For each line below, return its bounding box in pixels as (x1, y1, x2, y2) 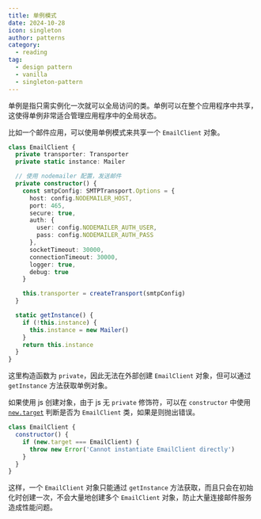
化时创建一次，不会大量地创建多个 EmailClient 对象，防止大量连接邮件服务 (8, 493, 252, 502)
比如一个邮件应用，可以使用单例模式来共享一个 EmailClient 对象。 (8, 128, 225, 137)
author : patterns (8, 33, 66, 42)
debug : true (28, 268, 69, 276)
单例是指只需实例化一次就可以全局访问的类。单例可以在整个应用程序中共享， (8, 101, 258, 110)
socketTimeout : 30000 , (28, 246, 104, 254)
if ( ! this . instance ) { (22, 319, 97, 326)
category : (8, 41, 41, 49)
